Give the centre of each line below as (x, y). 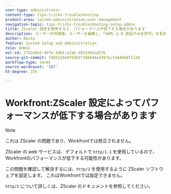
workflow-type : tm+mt (28, 62)
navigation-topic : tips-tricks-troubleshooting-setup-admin (70, 24)
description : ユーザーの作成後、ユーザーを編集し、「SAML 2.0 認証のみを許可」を (82, 34)
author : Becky (20, 39)
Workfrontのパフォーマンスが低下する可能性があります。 (65, 158)
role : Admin (18, 48)
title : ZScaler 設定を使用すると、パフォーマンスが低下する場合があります (75, 29)
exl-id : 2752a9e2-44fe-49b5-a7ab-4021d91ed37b (55, 53)
